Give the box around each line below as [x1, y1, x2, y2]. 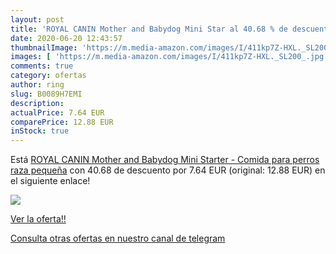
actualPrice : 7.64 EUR [10, 107, 105, 118]
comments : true [10, 61, 74, 71]
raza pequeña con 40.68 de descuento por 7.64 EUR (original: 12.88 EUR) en [10, 164, 326, 176]
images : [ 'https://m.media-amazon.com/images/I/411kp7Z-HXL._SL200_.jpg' [10, 52, 329, 62]
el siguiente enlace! [10, 175, 91, 187]
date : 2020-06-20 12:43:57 [10, 33, 123, 43]
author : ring [10, 80, 65, 90]
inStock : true [10, 126, 70, 136]
